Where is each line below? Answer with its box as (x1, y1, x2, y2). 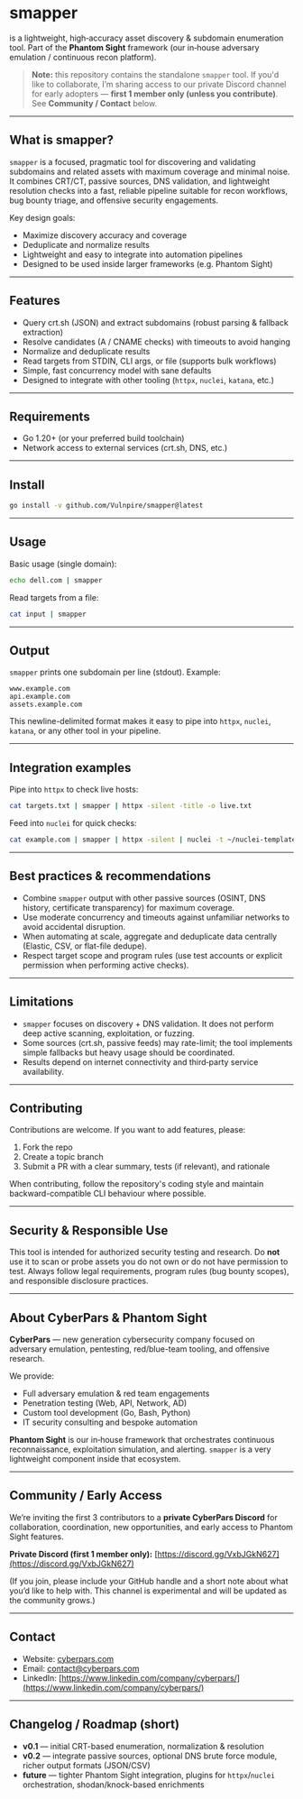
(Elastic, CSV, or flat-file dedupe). (22, 941, 147, 951)
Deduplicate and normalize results (22, 239, 151, 250)
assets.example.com (9, 700, 83, 710)
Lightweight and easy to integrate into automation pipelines (22, 249, 243, 260)
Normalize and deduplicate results (22, 345, 151, 356)
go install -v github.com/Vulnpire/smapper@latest (9, 501, 204, 510)
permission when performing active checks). (22, 959, 189, 970)
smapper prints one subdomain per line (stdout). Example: (9, 666, 221, 678)
